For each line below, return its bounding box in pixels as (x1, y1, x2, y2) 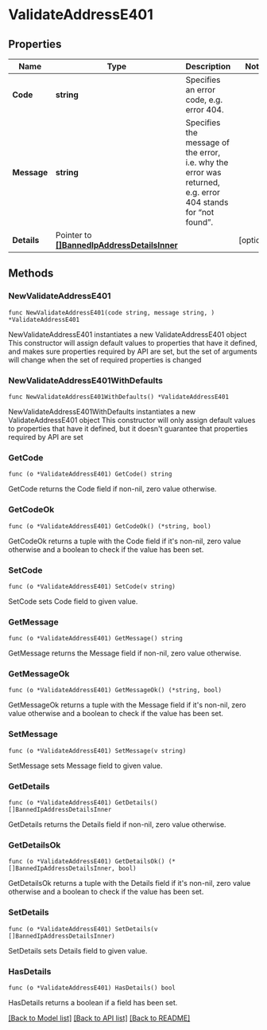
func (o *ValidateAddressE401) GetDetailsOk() (8, 858, 165, 866)
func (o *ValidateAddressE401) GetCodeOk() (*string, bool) (8, 522, 212, 531)
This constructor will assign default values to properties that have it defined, (8, 338, 258, 347)
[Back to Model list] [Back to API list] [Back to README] (8, 1013, 191, 1023)
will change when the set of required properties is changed (8, 354, 202, 364)
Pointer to (55, 229, 92, 241)
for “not (185, 207, 215, 217)
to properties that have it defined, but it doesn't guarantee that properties (8, 424, 249, 433)
